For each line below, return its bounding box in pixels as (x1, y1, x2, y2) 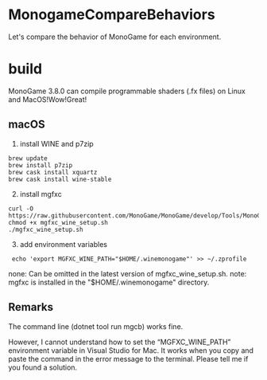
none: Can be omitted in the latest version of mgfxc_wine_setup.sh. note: (8, 268, 247, 278)
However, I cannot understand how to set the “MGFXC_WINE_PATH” (8, 337, 231, 347)
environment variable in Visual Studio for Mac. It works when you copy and (8, 345, 254, 355)
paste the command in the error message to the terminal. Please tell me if (8, 354, 249, 363)
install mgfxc (19, 189, 62, 198)
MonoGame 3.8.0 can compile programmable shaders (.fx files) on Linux (8, 86, 246, 96)
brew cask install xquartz (8, 168, 98, 176)
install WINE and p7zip (19, 139, 94, 148)
